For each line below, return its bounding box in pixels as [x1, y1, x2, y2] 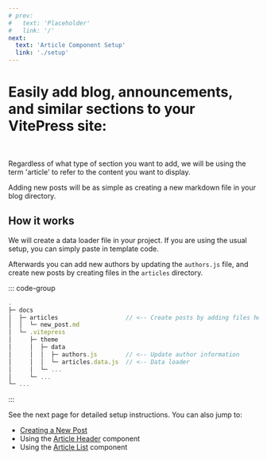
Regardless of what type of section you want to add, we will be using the [8, 159, 246, 168]
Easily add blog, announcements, [8, 83, 233, 101]
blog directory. [8, 191, 56, 200]
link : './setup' [15, 49, 69, 57]
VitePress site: [8, 117, 107, 136]
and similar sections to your [8, 100, 195, 118]
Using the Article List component [19, 442, 128, 452]
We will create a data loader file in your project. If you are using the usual [8, 235, 248, 245]
